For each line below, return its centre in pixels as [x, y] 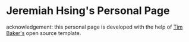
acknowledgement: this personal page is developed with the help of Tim [94, 27]
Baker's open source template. [44, 33]
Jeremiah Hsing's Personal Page [88, 11]
